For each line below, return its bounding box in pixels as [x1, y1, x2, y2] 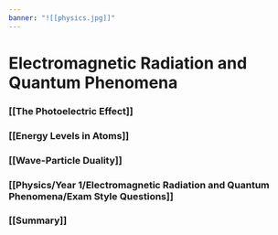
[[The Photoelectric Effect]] [8, 104, 134, 117]
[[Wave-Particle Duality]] [8, 154, 123, 166]
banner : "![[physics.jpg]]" [8, 13, 116, 23]
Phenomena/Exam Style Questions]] [8, 189, 175, 202]
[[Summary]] [8, 214, 68, 227]
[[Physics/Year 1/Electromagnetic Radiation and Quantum [8, 178, 271, 191]
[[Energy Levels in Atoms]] [8, 129, 130, 142]
